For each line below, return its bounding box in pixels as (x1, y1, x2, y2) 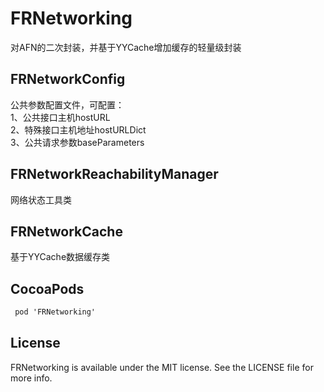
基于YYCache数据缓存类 (10, 251, 111, 263)
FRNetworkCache (10, 223, 123, 240)
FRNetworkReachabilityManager (10, 166, 219, 183)
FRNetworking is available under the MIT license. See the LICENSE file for (10, 361, 314, 373)
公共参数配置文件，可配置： (10, 98, 125, 111)
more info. (10, 372, 53, 384)
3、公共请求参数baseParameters (10, 136, 145, 148)
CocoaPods (10, 280, 85, 297)
